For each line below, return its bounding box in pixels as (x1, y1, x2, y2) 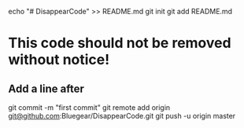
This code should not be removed (8, 35, 231, 52)
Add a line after (8, 82, 85, 95)
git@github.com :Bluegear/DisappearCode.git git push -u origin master (8, 112, 236, 120)
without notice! (8, 51, 110, 69)
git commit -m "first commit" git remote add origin (8, 103, 171, 112)
